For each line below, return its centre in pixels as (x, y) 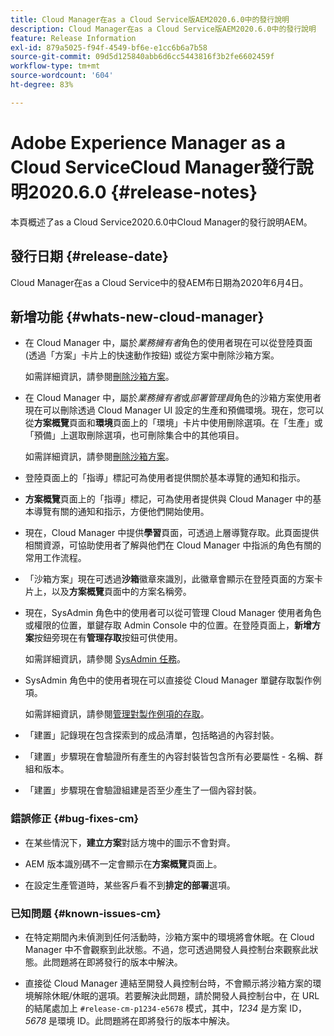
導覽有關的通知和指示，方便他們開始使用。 (121, 512)
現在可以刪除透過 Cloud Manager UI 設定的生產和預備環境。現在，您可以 (174, 410)
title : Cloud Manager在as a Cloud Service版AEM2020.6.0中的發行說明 (150, 19)
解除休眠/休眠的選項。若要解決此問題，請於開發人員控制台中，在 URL (176, 995)
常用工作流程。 (55, 558)
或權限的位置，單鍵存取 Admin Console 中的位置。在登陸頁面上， (159, 625)
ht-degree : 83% (42, 85)
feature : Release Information (73, 38)
